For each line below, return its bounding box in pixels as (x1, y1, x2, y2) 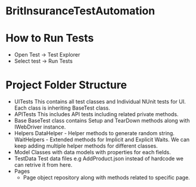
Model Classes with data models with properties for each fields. (14, 149, 171, 156)
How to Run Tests (5, 32, 94, 45)
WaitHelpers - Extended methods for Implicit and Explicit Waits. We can (14, 136, 190, 144)
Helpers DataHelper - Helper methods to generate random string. (14, 130, 175, 137)
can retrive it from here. (14, 161, 73, 169)
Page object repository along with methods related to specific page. (23, 174, 190, 181)
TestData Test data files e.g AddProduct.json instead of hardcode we (14, 155, 184, 162)
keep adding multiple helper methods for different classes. (14, 142, 158, 149)
